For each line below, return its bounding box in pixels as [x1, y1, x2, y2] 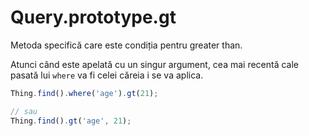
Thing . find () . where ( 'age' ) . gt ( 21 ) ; [10, 88, 159, 98]
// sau [10, 106, 38, 116]
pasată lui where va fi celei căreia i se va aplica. [10, 69, 204, 81]
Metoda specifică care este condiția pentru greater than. [10, 39, 243, 51]
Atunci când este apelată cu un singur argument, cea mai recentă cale [10, 58, 300, 70]
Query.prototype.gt [10, 6, 177, 29]
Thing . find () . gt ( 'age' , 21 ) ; [10, 116, 132, 126]
